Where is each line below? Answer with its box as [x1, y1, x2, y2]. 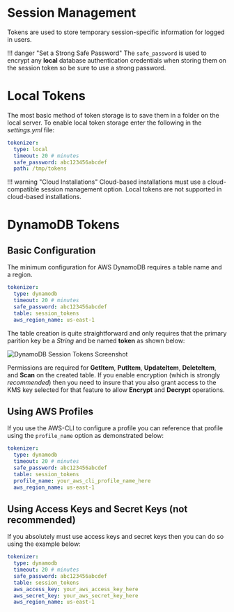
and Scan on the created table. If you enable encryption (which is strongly [7, 370, 221, 379]
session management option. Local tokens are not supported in [40, 185, 222, 194]
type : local [13, 146, 49, 152]
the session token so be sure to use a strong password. [7, 63, 166, 72]
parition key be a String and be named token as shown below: [7, 336, 185, 345]
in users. [7, 35, 33, 43]
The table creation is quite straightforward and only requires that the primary [7, 329, 227, 337]
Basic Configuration [7, 244, 96, 256]
